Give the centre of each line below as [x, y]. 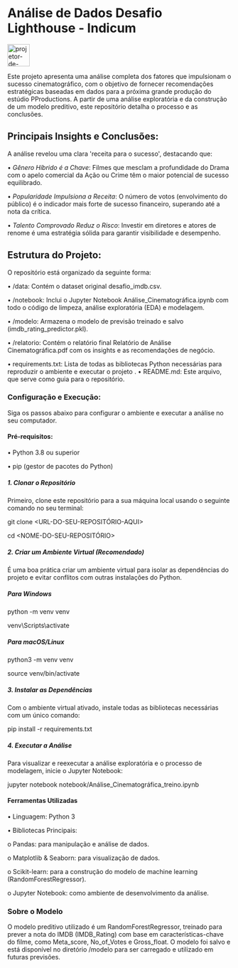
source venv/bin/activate [44, 673]
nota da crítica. [29, 211]
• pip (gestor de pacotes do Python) [60, 467]
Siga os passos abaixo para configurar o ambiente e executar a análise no [115, 413]
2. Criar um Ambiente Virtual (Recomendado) [76, 552]
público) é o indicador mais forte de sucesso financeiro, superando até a [114, 203]
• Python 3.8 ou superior [44, 452]
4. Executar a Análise [40, 745]
